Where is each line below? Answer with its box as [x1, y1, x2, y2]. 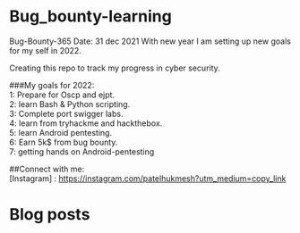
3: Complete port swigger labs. [9, 108, 124, 119]
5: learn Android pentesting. [9, 127, 113, 137]
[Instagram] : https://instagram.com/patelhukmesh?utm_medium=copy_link [9, 172, 287, 184]
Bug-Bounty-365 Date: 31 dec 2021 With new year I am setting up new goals [9, 36, 291, 46]
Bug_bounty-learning [9, 6, 172, 27]
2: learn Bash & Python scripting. [9, 98, 131, 109]
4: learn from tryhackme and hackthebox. [9, 118, 163, 129]
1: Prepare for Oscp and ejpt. [9, 89, 115, 100]
